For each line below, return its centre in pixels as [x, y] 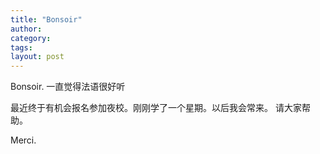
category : [31, 38]
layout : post [37, 57]
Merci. [23, 140]
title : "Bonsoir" [46, 19]
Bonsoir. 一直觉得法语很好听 [68, 87]
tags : [21, 47]
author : [26, 29]
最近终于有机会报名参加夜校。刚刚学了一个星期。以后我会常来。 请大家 [156, 108]
